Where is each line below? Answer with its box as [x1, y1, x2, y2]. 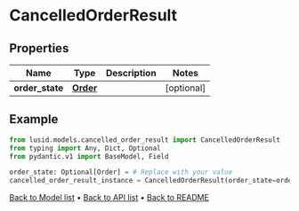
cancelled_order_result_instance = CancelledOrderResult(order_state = [9, 176, 277, 185]
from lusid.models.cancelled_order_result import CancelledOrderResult [9, 135, 280, 145]
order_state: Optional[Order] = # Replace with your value [9, 168, 233, 177]
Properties [9, 41, 69, 56]
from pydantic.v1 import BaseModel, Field [9, 152, 169, 160]
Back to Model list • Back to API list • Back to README [9, 192, 209, 203]
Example [9, 112, 59, 127]
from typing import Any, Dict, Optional [9, 144, 162, 152]
